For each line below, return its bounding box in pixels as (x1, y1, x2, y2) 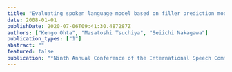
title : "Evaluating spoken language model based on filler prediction (7, 10, 215, 17)
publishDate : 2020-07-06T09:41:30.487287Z (7, 23, 131, 29)
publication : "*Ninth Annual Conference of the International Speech (7, 55, 212, 62)
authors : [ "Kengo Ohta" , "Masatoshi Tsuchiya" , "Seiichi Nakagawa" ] (7, 29, 209, 36)
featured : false (7, 49, 54, 56)
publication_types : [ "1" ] (7, 36, 81, 43)
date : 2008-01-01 (7, 16, 57, 23)
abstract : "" (7, 42, 45, 49)
